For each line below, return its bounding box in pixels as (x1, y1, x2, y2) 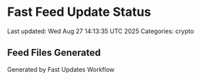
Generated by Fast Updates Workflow (7, 65, 115, 73)
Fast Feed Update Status (7, 4, 151, 20)
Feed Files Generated (7, 47, 101, 59)
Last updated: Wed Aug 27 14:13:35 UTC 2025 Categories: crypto (7, 27, 194, 35)
